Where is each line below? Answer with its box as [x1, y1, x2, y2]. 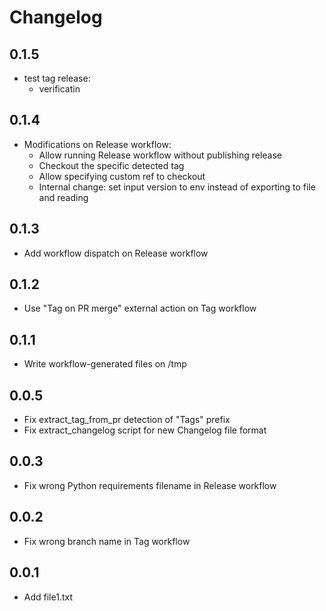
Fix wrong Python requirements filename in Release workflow [23, 479, 277, 491]
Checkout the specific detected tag [38, 159, 185, 171]
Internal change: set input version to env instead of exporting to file [38, 181, 316, 193]
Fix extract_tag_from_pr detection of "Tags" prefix [23, 414, 231, 426]
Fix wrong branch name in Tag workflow [23, 535, 191, 547]
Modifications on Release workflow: [23, 138, 172, 150]
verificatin [38, 83, 81, 95]
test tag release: [23, 72, 91, 84]
